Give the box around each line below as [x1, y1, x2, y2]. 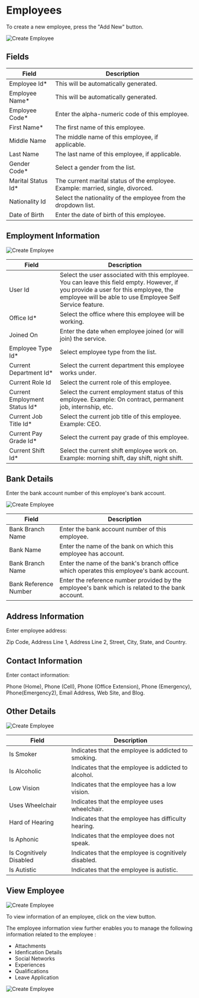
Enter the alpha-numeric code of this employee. [55, 110, 190, 118]
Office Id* [9, 314, 37, 322]
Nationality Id [9, 197, 46, 205]
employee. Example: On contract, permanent [59, 395, 184, 403]
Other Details [6, 706, 56, 716]
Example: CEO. [59, 419, 101, 428]
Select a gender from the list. [55, 163, 136, 171]
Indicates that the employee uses [71, 797, 164, 805]
